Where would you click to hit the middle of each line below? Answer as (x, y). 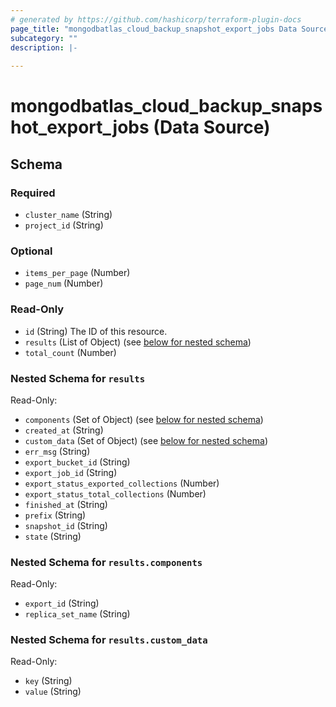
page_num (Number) (64, 283)
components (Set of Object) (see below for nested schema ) (144, 419)
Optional (31, 251)
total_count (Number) (70, 352)
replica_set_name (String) (77, 614)
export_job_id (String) (71, 472)
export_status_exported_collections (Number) (122, 483)
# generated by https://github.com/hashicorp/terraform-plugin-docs (156, 19)
